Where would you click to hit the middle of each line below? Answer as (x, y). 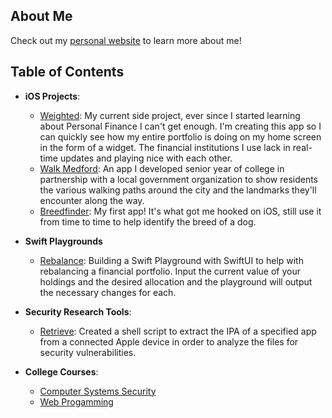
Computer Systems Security (98, 391)
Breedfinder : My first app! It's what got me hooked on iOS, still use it (180, 211)
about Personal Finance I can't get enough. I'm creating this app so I (180, 126)
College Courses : (61, 371)
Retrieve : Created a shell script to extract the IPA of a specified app (178, 331)
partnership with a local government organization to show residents (179, 179)
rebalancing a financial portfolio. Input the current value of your (170, 271)
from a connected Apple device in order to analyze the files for (169, 341)
